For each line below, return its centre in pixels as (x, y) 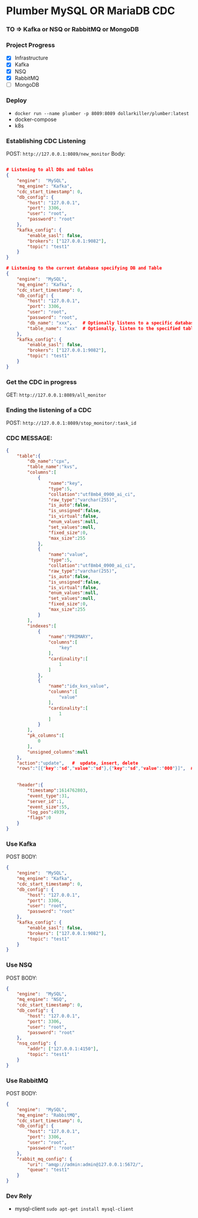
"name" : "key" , (65, 483)
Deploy (16, 100)
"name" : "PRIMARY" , (71, 637)
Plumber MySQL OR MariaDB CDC (91, 11)
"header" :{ (30, 785)
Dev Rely (19, 1196)
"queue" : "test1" (48, 1170)
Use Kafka (21, 843)
